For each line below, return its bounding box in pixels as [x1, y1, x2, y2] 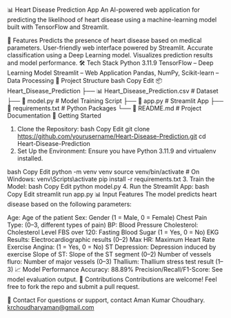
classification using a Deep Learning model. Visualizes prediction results [7, 51, 213, 59]
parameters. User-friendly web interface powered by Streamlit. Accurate [7, 44, 214, 52]
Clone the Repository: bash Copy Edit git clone [17, 125, 150, 133]
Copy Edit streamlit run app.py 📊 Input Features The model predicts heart [7, 190, 217, 198]
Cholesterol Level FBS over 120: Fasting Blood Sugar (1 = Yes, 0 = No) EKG [7, 228, 219, 236]
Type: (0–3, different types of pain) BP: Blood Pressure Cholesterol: [7, 221, 199, 229]
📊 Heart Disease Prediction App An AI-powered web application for [7, 6, 200, 14]
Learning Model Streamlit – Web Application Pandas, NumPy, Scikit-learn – [7, 68, 219, 77]
